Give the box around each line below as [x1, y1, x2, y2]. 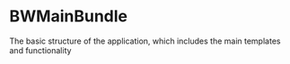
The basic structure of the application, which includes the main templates [9, 36, 281, 46]
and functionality [9, 44, 72, 55]
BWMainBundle [9, 6, 128, 27]
